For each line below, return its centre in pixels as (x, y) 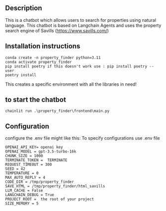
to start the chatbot (36, 100)
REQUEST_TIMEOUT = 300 (28, 165)
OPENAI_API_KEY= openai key (34, 147)
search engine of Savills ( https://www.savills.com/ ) (57, 30)
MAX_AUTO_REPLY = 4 (25, 178)
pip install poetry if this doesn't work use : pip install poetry (76, 66)
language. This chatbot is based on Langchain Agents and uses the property (83, 25)
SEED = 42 (15, 169)
